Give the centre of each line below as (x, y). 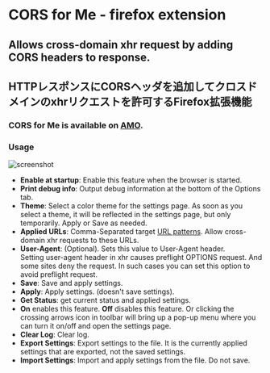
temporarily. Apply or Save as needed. (83, 223)
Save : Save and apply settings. (71, 283)
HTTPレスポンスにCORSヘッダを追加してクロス (128, 86)
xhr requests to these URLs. (93, 241)
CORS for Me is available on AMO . (76, 125)
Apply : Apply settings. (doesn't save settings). (97, 291)
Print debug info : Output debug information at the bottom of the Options (140, 189)
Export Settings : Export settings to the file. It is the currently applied (133, 343)
